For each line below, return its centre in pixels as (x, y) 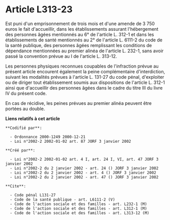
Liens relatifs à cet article (33, 118)
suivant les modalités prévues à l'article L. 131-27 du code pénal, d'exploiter (85, 77)
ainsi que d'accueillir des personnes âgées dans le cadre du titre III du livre (84, 87)
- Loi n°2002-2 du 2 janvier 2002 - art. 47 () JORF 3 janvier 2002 (84, 177)
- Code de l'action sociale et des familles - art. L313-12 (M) (80, 213)
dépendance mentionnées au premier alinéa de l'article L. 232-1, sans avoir (84, 51)
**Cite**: (16, 186)
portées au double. (25, 108)
